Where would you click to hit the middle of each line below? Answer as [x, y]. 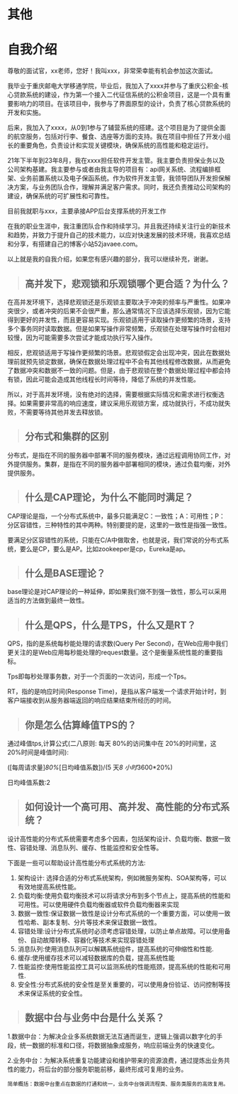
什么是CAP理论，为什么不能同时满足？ [109, 498]
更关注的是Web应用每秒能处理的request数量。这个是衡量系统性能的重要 [112, 652]
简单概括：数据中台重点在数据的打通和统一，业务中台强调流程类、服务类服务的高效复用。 [118, 1084]
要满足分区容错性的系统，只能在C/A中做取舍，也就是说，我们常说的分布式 [115, 540]
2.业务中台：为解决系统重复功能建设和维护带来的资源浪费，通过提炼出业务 [116, 1060]
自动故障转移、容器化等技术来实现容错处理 [92, 940]
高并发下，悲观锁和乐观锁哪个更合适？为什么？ [127, 284]
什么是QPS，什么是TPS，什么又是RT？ [110, 625]
